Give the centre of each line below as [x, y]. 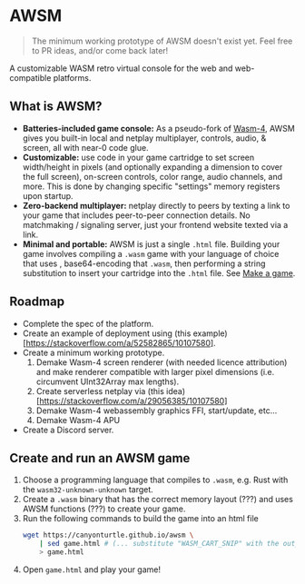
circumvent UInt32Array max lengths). [108, 381]
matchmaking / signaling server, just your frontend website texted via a [155, 224]
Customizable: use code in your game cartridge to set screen [138, 157]
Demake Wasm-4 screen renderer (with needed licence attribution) [162, 362]
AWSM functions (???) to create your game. [104, 509]
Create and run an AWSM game [100, 458]
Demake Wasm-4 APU [78, 420]
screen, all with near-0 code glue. [85, 147]
